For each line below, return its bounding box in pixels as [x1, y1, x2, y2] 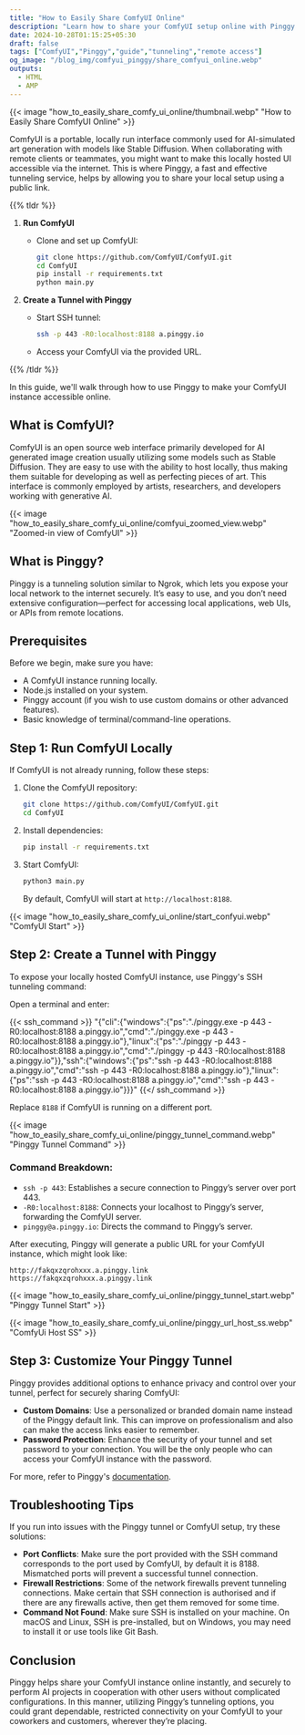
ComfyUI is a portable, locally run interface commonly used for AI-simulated [9, 133, 296, 144]
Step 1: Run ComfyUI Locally [9, 740, 173, 756]
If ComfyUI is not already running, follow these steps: [9, 765, 209, 776]
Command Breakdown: [9, 1162, 114, 1174]
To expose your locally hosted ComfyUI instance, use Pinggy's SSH [9, 971, 263, 982]
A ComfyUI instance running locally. [22, 676, 158, 687]
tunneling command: [9, 981, 86, 992]
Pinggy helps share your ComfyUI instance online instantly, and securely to [9, 1677, 291, 1688]
